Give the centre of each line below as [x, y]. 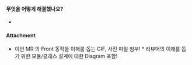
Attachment [21, 35]
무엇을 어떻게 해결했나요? [35, 9]
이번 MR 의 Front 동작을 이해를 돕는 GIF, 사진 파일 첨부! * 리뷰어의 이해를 [97, 49]
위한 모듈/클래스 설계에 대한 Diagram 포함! [69, 56]
